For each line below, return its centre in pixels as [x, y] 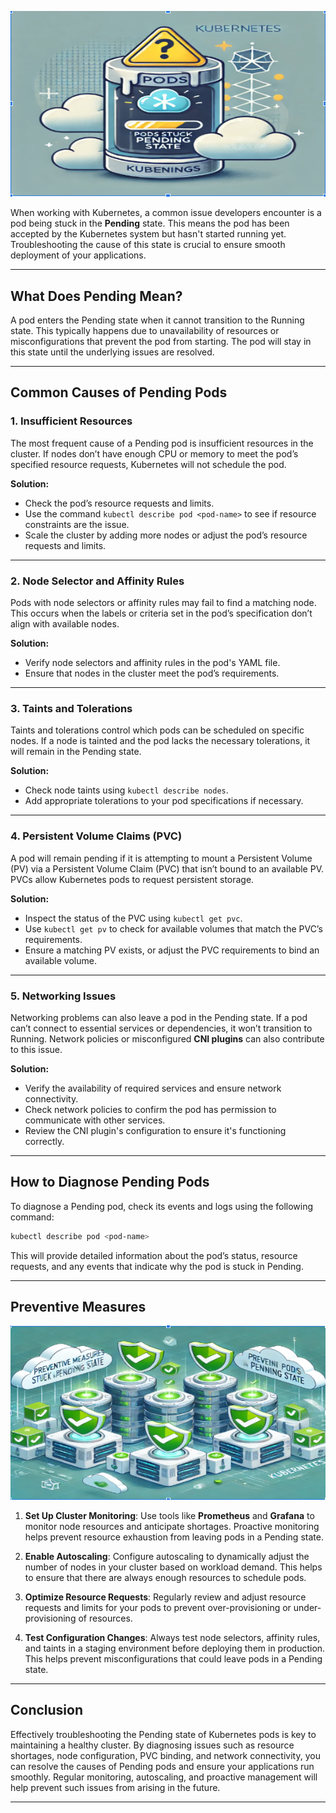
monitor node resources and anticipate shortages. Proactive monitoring [172, 1526]
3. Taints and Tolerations [71, 708]
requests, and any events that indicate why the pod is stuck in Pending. [157, 1266]
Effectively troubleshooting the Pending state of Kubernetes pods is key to [163, 1734]
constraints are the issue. [77, 524]
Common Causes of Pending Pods [119, 392]
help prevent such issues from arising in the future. [115, 1787]
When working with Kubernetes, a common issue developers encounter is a [166, 213]
